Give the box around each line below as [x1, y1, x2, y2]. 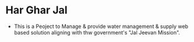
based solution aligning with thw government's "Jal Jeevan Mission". [14, 29, 180, 36]
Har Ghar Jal [5, 3, 68, 17]
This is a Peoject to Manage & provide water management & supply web [14, 23, 189, 30]
